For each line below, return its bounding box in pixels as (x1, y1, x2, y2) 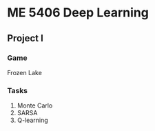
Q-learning (17, 116, 48, 125)
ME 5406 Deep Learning (7, 5, 149, 21)
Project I (7, 32, 43, 44)
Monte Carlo (17, 101, 53, 110)
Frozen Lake (7, 68, 43, 77)
